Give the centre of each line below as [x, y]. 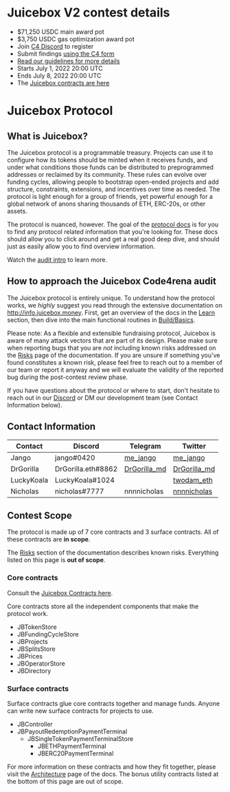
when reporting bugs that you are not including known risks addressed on [112, 347]
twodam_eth [193, 480]
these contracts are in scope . [49, 539]
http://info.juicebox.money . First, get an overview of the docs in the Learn [111, 312]
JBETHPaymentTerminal [72, 746]
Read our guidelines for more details [68, 61]
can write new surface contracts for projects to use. [81, 711]
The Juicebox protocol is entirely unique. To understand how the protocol [111, 298]
